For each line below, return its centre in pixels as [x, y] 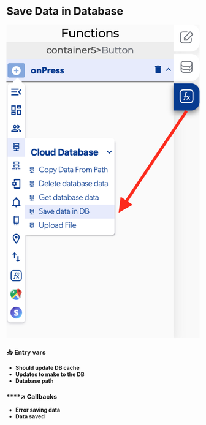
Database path [34, 381]
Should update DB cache [47, 368]
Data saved [30, 416]
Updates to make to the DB [50, 374]
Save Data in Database [65, 11]
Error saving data [38, 410]
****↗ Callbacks [32, 397]
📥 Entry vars [26, 352]
